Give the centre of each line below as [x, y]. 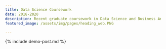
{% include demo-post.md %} [36, 42]
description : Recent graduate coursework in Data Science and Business [80, 19]
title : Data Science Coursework [38, 10]
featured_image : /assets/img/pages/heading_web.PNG [59, 23]
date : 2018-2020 [22, 14]
